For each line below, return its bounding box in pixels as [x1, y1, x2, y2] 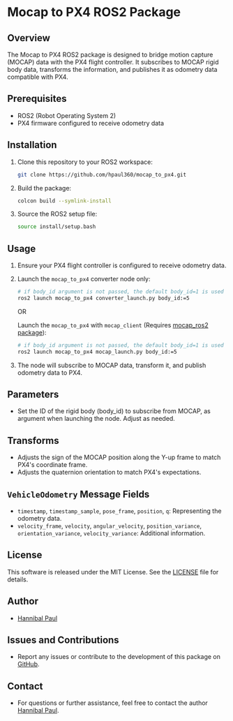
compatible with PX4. [7, 73, 68, 81]
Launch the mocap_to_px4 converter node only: [17, 275, 151, 283]
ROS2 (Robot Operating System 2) [17, 111, 116, 119]
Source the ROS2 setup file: [17, 210, 98, 218]
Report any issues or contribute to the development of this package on [17, 653, 221, 661]
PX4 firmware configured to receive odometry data [17, 119, 165, 127]
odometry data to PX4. [17, 368, 82, 377]
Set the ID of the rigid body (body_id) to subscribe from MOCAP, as [17, 407, 211, 415]
